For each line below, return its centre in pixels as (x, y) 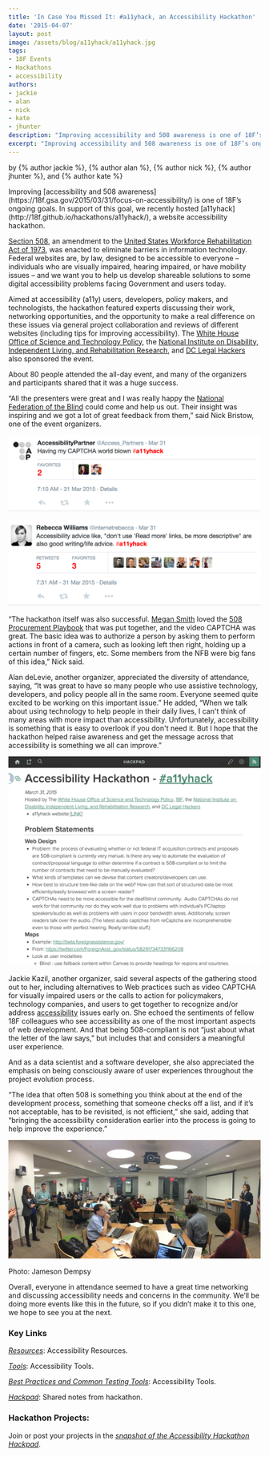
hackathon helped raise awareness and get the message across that (121, 736)
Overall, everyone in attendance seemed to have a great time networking (128, 1287)
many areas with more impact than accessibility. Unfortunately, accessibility (133, 719)
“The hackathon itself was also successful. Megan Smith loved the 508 (125, 619)
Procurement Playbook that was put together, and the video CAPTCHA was (132, 627)
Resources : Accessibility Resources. (68, 1350)
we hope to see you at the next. (60, 1313)
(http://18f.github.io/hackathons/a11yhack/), (80, 217)
